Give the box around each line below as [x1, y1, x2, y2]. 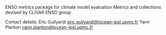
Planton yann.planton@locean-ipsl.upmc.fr [5, 24, 93, 30]
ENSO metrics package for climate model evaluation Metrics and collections [5, 4, 162, 10]
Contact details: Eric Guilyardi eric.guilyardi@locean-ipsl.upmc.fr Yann [5, 19, 150, 25]
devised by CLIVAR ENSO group [5, 9, 71, 15]
